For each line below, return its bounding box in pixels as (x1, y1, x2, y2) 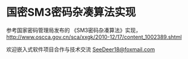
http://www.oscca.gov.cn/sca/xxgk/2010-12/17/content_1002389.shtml (6, 33, 183, 40)
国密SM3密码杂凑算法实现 (6, 5, 136, 19)
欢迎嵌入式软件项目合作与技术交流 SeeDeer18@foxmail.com (6, 46, 155, 53)
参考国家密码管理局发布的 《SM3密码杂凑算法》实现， (6, 26, 141, 34)
